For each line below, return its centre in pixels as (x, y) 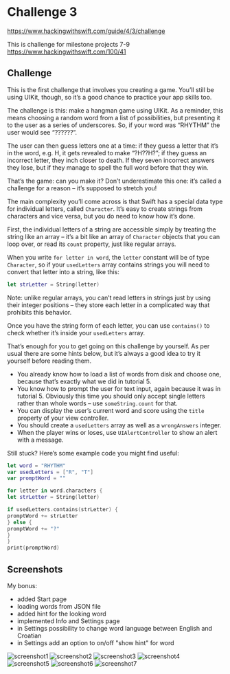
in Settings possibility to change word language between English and (115, 628)
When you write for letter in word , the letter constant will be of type (108, 257)
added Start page (42, 599)
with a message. (40, 440)
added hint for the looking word (61, 614)
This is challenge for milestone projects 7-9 (69, 44)
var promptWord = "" (37, 478)
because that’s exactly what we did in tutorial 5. (84, 381)
